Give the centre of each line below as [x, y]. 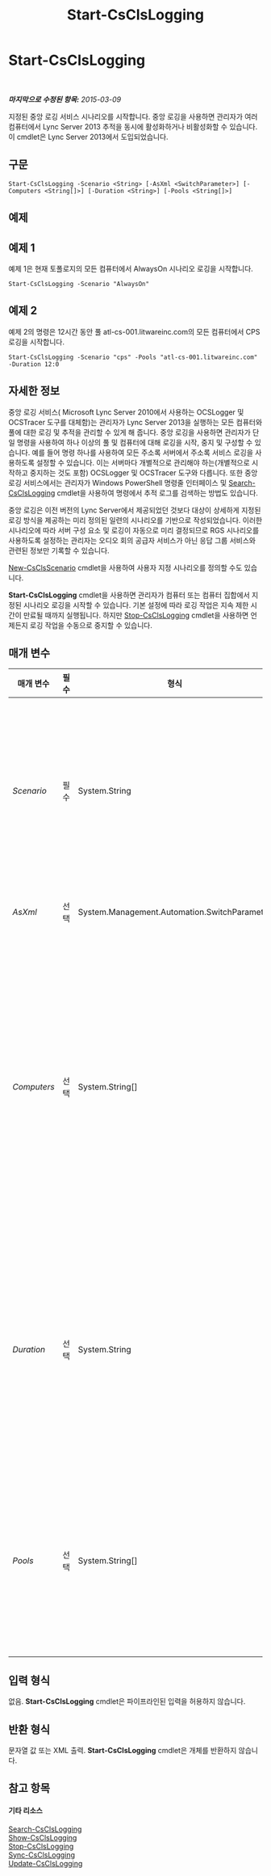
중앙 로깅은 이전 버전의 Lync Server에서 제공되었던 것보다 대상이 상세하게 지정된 [135, 510]
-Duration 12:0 [34, 364]
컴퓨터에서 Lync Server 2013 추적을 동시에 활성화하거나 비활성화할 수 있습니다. [133, 126]
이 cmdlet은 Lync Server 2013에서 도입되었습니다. [88, 137]
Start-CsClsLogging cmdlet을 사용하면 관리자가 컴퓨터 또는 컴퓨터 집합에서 [129, 595]
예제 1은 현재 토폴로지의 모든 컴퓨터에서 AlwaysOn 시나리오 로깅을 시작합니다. [131, 268]
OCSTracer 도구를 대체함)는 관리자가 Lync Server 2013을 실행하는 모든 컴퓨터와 [135, 422]
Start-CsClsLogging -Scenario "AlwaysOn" [79, 284]
